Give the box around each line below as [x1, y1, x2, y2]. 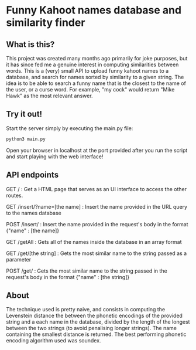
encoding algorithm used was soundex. [6, 337, 101, 344]
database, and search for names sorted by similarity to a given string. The [6, 74, 184, 80]
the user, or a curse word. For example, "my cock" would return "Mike [6, 86, 175, 93]
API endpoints [6, 170, 59, 180]
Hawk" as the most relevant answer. [6, 92, 93, 99]
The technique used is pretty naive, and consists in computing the [6, 306, 166, 313]
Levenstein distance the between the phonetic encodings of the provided [6, 312, 183, 320]
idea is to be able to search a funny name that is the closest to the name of [6, 80, 186, 87]
